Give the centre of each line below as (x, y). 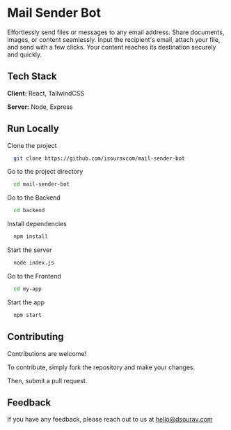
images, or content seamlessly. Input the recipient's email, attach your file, (114, 39)
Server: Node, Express (40, 107)
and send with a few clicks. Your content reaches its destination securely (112, 47)
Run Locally (33, 129)
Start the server (30, 250)
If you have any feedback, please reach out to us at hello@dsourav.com (110, 420)
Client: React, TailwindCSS (46, 93)
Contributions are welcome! (47, 353)
